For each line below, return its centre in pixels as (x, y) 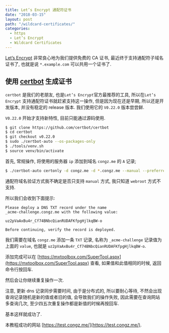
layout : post (19, 19)
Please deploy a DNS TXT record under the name (56, 207)
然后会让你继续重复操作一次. (35, 280)
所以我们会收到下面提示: (30, 198)
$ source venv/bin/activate (35, 151)
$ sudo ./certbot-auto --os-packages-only (50, 142)
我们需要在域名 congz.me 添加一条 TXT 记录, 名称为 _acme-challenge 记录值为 (83, 240)
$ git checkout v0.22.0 (30, 137)
